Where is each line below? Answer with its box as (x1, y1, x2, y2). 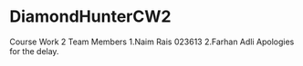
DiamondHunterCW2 (9, 6, 172, 27)
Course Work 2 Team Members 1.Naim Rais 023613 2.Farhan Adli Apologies (9, 36, 295, 47)
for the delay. (9, 45, 59, 56)
